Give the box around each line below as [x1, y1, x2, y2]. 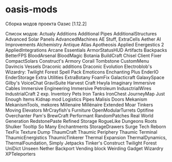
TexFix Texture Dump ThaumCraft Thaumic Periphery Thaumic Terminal [5, 129, 158, 135]
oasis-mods [5, 4, 58, 15]
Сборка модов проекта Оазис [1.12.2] [5, 21, 87, 27]
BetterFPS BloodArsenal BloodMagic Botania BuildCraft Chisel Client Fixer [5, 52, 162, 59]
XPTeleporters [5, 151, 36, 157]
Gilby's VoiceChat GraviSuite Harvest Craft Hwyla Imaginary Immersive [5, 80, 156, 86]
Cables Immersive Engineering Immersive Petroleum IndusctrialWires [5, 85, 151, 91]
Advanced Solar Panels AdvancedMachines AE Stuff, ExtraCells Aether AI [5, 36, 161, 42]
